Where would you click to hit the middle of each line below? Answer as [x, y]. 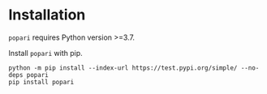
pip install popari [41, 82]
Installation [47, 15]
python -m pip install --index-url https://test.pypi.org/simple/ [123, 68]
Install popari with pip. [45, 53]
